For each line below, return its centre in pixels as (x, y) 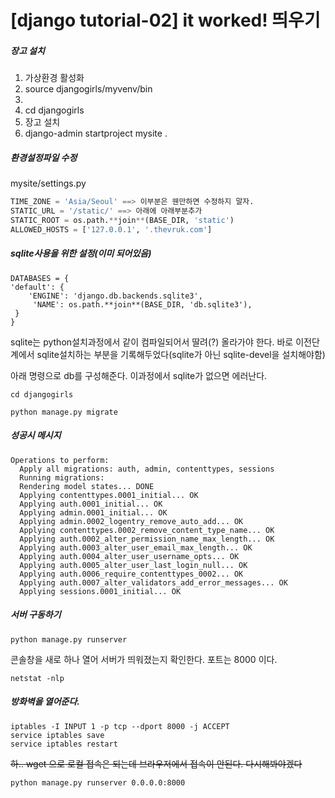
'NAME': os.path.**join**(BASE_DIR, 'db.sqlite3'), (142, 304)
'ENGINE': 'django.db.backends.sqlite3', (115, 296)
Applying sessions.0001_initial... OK (100, 591)
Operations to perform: (60, 460)
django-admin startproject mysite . (96, 133)
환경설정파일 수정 (44, 157)
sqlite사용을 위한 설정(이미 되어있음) (81, 253)
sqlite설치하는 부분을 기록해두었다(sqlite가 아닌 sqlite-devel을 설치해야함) (181, 354)
